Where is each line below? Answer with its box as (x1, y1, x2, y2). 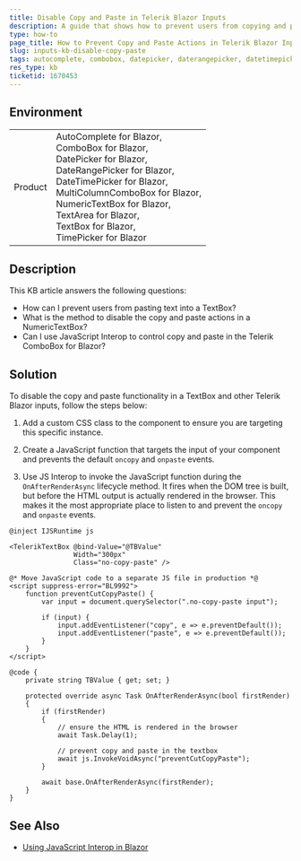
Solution (9, 367, 57, 382)
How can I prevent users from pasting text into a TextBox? (21, 302, 236, 314)
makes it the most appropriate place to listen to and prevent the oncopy (21, 500, 283, 511)
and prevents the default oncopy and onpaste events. (21, 454, 215, 465)
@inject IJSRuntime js (9, 526, 94, 536)
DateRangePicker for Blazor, (56, 163, 175, 176)
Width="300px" (73, 551, 126, 560)
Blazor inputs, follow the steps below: (9, 400, 148, 411)
